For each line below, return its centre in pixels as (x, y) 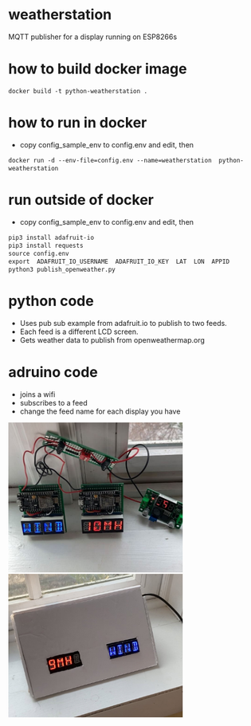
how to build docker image (98, 69)
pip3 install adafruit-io (51, 237)
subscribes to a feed (53, 402)
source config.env (39, 253)
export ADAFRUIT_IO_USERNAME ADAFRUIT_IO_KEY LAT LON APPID (119, 261)
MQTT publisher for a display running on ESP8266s (93, 37)
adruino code (53, 372)
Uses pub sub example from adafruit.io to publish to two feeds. (123, 323)
